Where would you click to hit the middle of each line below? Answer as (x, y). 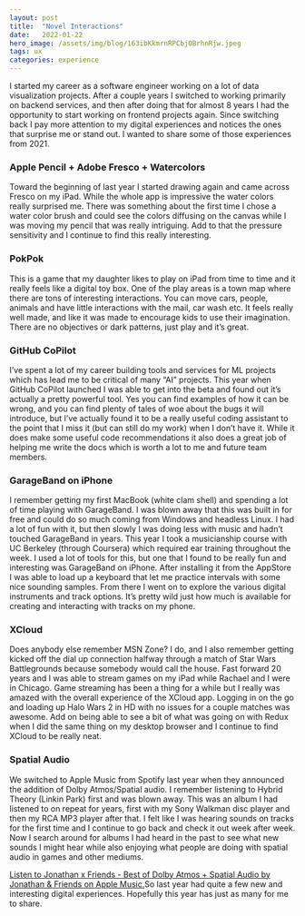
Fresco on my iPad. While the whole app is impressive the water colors (142, 197)
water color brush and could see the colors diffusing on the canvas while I (148, 216)
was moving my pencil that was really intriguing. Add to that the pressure (146, 226)
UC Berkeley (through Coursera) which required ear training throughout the (150, 548)
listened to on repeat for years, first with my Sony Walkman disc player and (150, 808)
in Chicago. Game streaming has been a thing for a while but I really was (145, 688)
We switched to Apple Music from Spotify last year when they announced (147, 779)
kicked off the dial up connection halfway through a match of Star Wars (143, 659)
